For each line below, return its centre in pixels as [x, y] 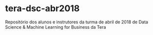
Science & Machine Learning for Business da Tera [56, 27]
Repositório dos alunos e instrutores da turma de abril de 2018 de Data [77, 22]
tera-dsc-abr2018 [43, 9]
